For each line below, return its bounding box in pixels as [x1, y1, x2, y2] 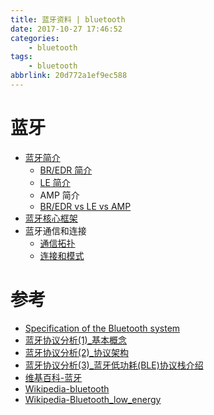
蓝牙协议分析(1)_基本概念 [24, 334, 128, 346]
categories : [10, 33, 60, 43]
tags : [10, 52, 33, 62]
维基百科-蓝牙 [24, 371, 83, 383]
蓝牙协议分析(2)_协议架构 [24, 346, 129, 358]
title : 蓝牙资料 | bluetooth [10, 14, 126, 25]
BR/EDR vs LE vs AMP [39, 200, 132, 212]
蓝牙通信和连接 [24, 224, 87, 236]
